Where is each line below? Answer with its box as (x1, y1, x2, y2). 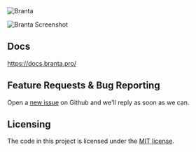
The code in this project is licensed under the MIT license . (7, 137, 175, 146)
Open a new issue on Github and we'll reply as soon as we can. (7, 98, 190, 106)
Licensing (7, 118, 51, 130)
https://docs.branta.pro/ (7, 59, 77, 67)
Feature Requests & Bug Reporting (7, 80, 160, 92)
